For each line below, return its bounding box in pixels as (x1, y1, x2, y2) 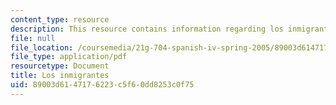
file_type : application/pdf (10, 52, 128, 62)
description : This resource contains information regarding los (10, 24, 284, 34)
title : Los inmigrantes (10, 71, 110, 81)
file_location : (10, 42, 74, 53)
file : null (10, 33, 56, 43)
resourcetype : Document (10, 61, 110, 71)
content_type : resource (10, 14, 110, 25)
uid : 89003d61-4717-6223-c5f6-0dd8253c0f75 (10, 80, 195, 90)
